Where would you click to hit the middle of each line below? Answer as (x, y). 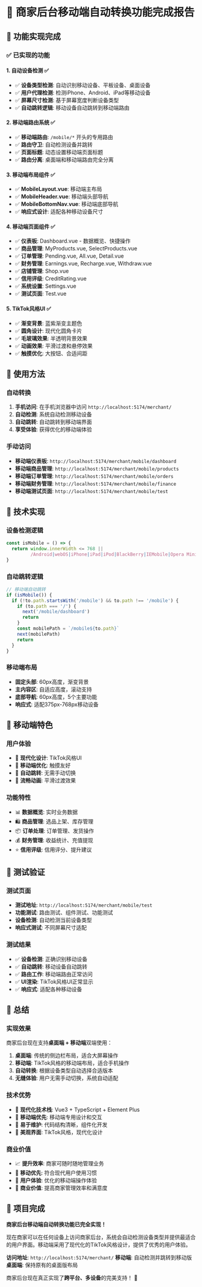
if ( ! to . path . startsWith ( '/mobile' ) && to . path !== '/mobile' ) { (95, 600)
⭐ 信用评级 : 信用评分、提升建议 (53, 849)
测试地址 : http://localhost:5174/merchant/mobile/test (84, 905)
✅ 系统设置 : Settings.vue (45, 286)
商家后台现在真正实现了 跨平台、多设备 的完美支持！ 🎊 (72, 1277)
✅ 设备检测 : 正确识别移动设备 (51, 959)
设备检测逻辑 (25, 530)
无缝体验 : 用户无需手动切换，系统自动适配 (66, 1078)
